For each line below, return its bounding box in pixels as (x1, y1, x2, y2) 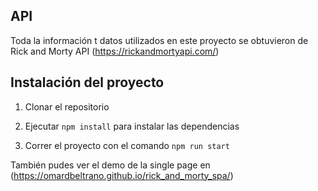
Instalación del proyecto (10, 74, 165, 91)
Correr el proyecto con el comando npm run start (24, 139, 230, 151)
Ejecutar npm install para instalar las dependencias (24, 120, 240, 132)
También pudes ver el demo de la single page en (10, 159, 211, 171)
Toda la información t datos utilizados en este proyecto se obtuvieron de (10, 34, 309, 46)
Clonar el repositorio (24, 100, 110, 113)
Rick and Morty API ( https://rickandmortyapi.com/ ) (10, 45, 220, 57)
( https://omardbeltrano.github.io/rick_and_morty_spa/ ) (10, 169, 234, 181)
